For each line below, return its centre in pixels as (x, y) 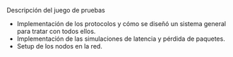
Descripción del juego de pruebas (56, 10)
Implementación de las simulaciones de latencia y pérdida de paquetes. (121, 39)
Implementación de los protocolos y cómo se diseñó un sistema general (121, 24)
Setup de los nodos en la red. (60, 46)
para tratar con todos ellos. (56, 31)
